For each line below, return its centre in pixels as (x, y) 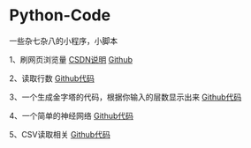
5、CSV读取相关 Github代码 (60, 134)
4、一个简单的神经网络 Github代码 (72, 115)
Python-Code (60, 15)
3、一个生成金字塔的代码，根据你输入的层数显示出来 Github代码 (125, 97)
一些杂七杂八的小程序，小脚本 (63, 41)
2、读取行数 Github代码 (52, 78)
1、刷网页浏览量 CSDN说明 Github (71, 59)
